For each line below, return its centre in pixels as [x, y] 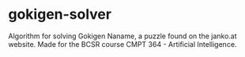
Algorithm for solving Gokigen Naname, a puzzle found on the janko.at [122, 36]
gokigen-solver [60, 14]
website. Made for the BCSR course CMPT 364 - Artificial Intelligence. [122, 44]
